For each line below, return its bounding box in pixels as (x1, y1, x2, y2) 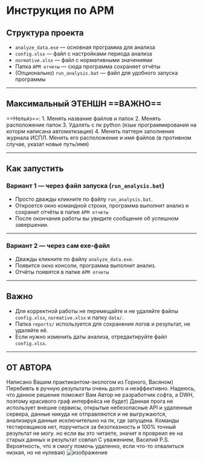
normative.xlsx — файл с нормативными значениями (14, 57, 153, 63)
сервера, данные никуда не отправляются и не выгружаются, (6, 411, 167, 418)
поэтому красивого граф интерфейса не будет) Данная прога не (6, 397, 173, 405)
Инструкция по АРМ (6, 4, 114, 17)
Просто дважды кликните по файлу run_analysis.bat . (14, 195, 153, 203)
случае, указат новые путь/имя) (6, 140, 89, 148)
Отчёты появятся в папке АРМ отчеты (14, 268, 109, 275)
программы (14, 76, 46, 83)
